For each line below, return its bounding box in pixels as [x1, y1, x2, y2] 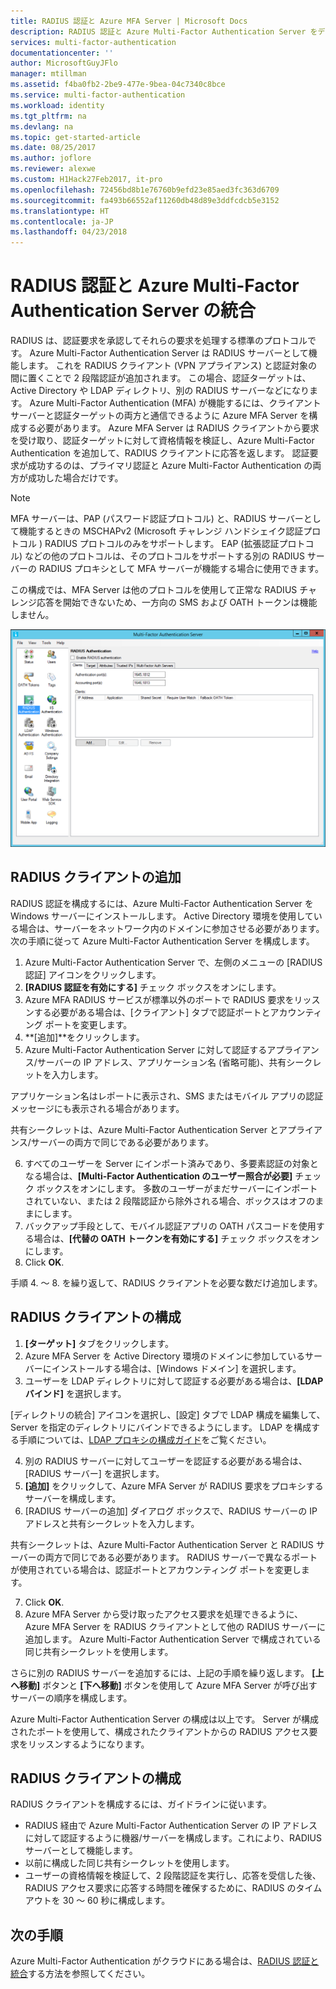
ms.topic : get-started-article [10, 132, 141, 142]
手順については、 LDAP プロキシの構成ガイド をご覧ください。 [18, 1433, 272, 1445]
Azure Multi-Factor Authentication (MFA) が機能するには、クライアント [29, 397, 322, 409]
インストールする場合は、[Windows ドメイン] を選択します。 [51, 1362, 302, 1374]
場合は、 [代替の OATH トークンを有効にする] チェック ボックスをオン [33, 1232, 320, 1244]
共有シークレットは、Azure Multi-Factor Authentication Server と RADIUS [10, 1538, 314, 1550]
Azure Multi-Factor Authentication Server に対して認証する [24, 1043, 268, 1055]
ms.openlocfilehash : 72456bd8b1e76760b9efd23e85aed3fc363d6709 [10, 185, 280, 195]
